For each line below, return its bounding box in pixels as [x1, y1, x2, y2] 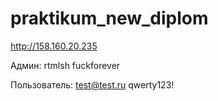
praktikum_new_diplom [10, 7, 209, 30]
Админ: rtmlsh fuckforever [10, 59, 121, 71]
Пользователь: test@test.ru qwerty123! [10, 78, 175, 91]
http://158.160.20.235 [10, 40, 98, 52]
